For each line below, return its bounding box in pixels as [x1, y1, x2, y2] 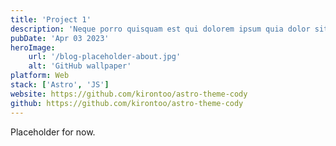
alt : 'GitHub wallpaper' [28, 61, 132, 71]
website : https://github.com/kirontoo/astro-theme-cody [10, 89, 248, 99]
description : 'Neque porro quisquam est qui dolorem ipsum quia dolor [10, 24, 311, 34]
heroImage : [10, 42, 56, 53]
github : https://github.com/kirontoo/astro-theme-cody [10, 98, 244, 108]
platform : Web [10, 71, 70, 81]
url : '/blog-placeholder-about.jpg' [28, 52, 182, 62]
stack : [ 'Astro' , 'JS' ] [10, 80, 110, 90]
